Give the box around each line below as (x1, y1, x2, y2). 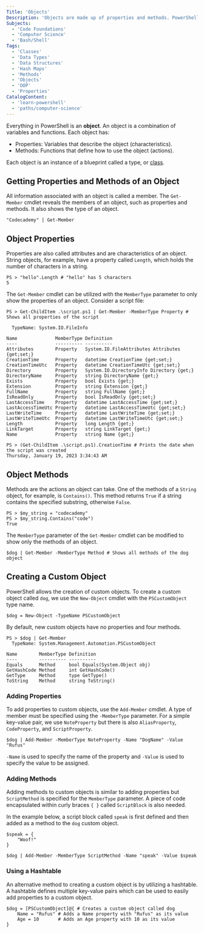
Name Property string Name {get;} (6, 431, 135, 438)
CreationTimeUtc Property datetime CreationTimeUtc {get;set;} (6, 362, 181, 369)
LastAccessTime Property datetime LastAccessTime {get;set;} (6, 400, 178, 406)
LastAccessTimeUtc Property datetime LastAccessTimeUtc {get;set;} (6, 405, 186, 411)
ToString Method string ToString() (6, 678, 115, 684)
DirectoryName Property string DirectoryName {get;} (6, 373, 159, 379)
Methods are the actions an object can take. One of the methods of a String (6, 485, 197, 492)
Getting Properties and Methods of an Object (6, 176, 180, 186)
